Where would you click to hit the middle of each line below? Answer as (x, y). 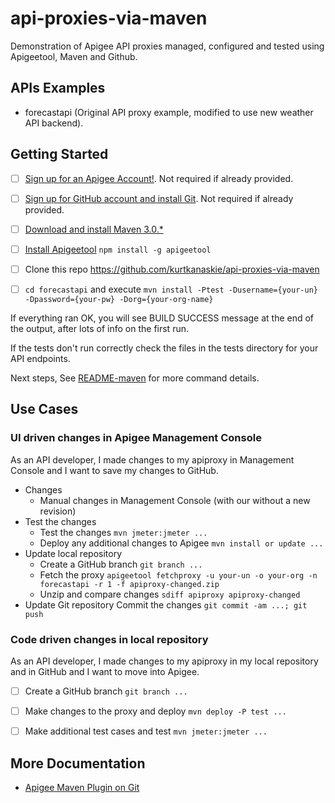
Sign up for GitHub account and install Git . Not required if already (159, 198)
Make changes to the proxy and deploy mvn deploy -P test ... (155, 711)
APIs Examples (58, 88)
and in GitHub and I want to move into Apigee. (105, 671)
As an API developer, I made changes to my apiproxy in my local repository (164, 661)
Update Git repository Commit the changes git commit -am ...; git (166, 604)
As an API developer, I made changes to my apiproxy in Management (152, 459)
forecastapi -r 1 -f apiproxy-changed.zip (129, 584)
